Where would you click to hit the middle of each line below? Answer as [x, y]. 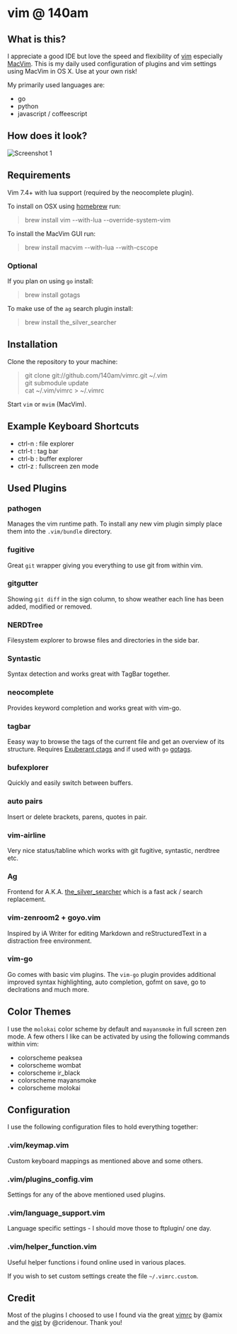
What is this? [37, 39]
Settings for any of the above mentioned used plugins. [86, 1194]
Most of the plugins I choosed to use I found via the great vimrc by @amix [115, 1315]
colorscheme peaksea [50, 1058]
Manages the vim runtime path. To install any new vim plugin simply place [115, 524]
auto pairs [25, 801]
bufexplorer [28, 767]
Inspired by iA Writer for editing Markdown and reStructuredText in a [107, 933]
